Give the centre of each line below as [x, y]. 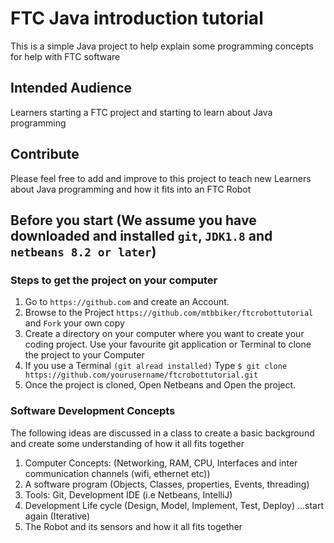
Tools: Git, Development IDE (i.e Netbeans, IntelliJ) [128, 494]
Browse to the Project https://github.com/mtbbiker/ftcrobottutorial [169, 313]
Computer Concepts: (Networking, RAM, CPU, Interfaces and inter [161, 463]
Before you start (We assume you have [133, 220]
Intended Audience [71, 88]
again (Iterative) [57, 516]
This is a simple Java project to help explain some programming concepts [162, 46]
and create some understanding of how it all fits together [127, 443]
